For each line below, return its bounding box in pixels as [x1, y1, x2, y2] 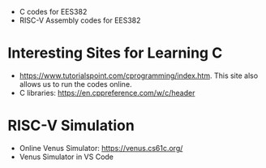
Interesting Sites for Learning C [7, 44, 223, 62]
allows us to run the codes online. [19, 79, 132, 88]
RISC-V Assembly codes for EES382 [19, 15, 141, 25]
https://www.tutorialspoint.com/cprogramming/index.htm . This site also [19, 71, 259, 80]
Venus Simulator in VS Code [19, 152, 114, 162]
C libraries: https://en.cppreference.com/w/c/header [19, 88, 195, 97]
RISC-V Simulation [7, 117, 135, 135]
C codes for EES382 [19, 7, 88, 16]
